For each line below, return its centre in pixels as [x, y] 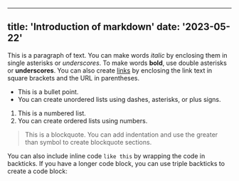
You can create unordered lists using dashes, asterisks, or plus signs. [119, 99]
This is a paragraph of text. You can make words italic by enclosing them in [117, 55]
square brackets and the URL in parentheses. [74, 78]
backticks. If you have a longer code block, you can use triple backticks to [116, 163]
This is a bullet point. [48, 92]
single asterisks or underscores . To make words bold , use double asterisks [117, 63]
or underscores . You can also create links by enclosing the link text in [110, 70]
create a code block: [37, 171]
